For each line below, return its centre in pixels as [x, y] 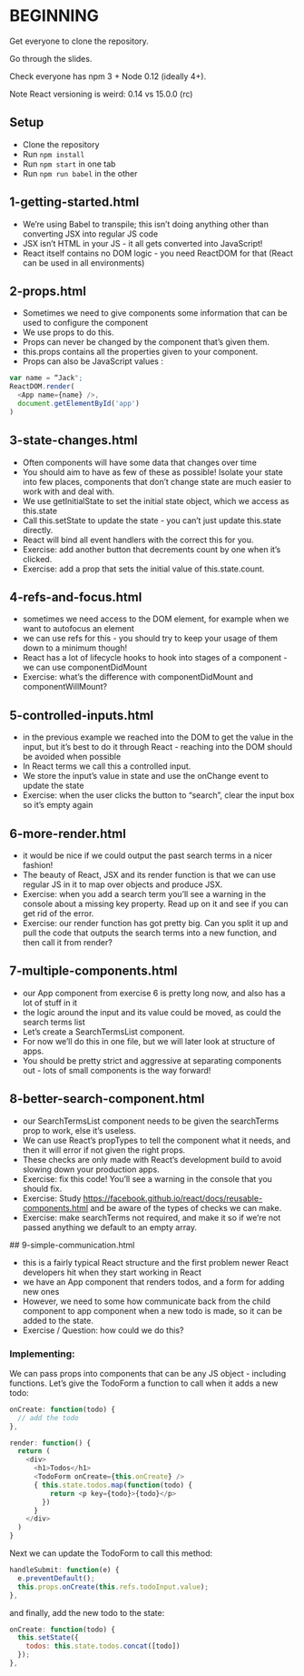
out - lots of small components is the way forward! [117, 1070]
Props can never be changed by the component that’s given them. [146, 342]
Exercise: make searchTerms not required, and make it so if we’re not [152, 1217]
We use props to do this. [69, 332]
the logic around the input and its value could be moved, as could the [152, 1012]
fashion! [38, 865]
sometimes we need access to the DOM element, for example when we [156, 619]
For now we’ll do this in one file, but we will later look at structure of [148, 1041]
